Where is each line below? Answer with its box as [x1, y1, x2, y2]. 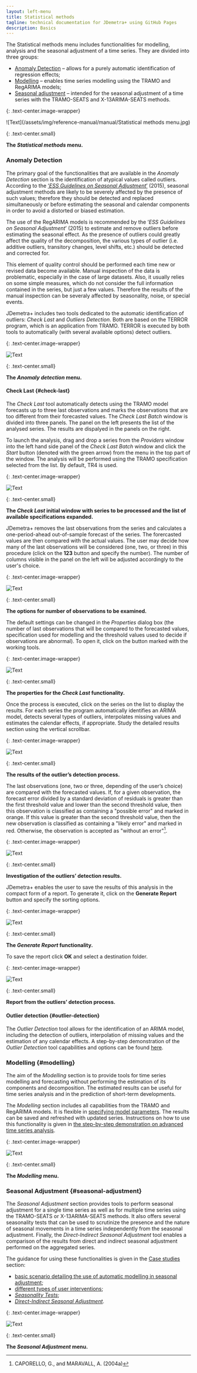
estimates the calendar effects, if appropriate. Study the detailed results [6, 719, 180, 726]
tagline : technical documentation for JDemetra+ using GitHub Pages [6, 19, 177, 25]
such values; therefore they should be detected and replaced [6, 194, 154, 201]
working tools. [6, 644, 41, 651]
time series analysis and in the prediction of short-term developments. [6, 1090, 176, 1097]
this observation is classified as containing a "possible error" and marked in [6, 807, 189, 814]
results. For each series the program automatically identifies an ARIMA [6, 706, 176, 713]
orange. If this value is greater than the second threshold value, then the [6, 813, 181, 820]
